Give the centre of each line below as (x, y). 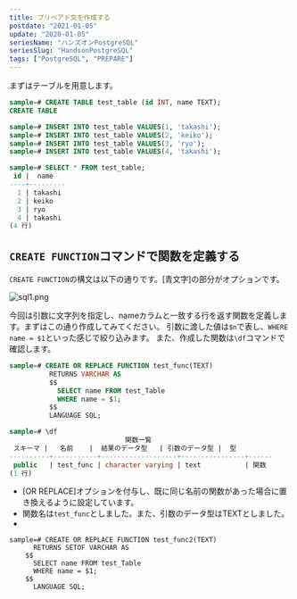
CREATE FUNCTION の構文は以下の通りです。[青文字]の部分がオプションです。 (147, 279)
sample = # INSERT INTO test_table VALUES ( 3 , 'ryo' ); (107, 144)
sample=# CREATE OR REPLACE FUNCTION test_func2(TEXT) (113, 540)
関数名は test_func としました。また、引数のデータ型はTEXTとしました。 (156, 513)
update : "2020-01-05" (49, 34)
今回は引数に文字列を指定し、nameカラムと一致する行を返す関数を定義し (144, 316)
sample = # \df (33, 432)
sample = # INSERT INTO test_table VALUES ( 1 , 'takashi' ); (115, 127)
